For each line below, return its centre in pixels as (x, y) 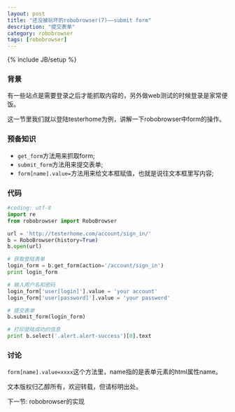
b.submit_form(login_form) (47, 317)
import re (22, 214)
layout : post (26, 14)
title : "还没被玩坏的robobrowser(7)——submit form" (79, 20)
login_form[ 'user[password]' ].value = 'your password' (89, 298)
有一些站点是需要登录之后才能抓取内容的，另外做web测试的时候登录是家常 (114, 96)
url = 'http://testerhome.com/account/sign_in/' (79, 234)
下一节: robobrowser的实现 (46, 402)
